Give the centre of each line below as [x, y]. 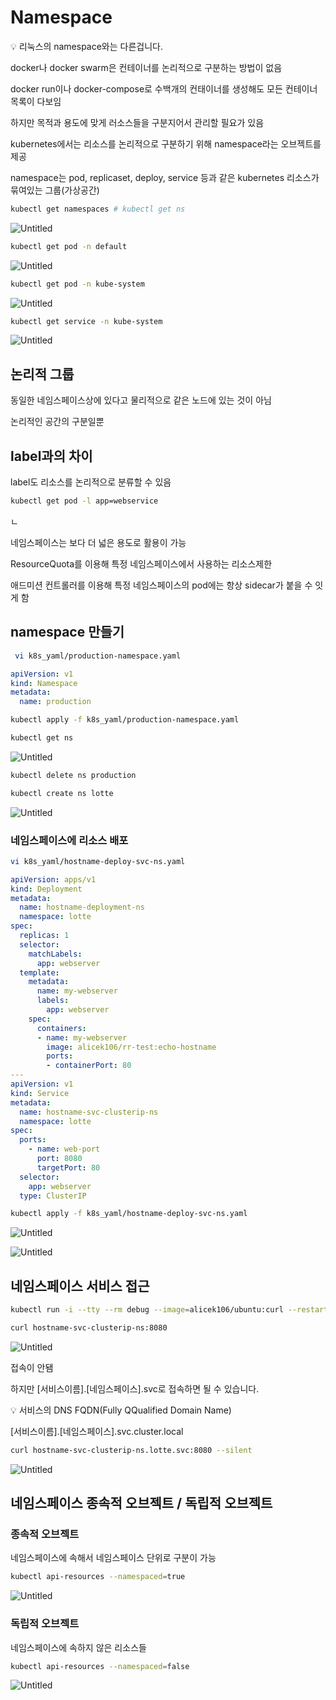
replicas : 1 [44, 936]
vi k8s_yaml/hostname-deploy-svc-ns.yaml [98, 861]
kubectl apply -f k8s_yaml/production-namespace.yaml [125, 720]
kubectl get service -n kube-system [86, 321]
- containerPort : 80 [89, 1066]
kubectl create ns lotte [62, 793]
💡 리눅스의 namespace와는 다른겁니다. [87, 46]
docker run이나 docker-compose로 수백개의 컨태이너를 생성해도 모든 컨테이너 [164, 88]
